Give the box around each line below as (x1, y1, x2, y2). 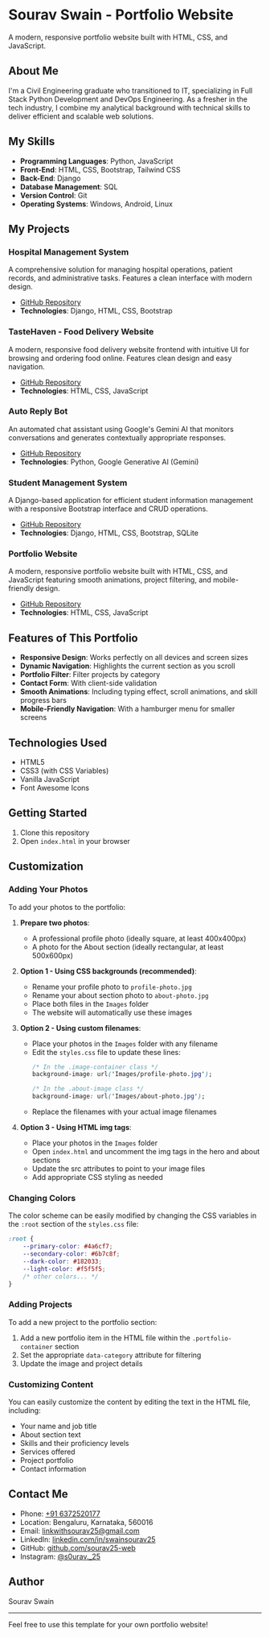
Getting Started (8, 806, 88, 820)
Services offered (19, 1447, 76, 1456)
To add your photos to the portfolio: (8, 902, 126, 912)
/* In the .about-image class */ (31, 1085, 145, 1093)
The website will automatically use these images (31, 1008, 193, 1017)
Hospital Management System (8, 246, 129, 257)
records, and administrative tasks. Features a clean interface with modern (8, 273, 252, 283)
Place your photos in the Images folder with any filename (31, 1038, 219, 1049)
